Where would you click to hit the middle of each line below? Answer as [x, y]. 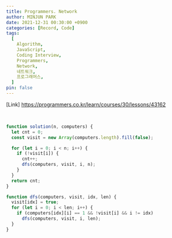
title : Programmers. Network [42, 11]
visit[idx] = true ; [35, 202]
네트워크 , [26, 72]
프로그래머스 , [30, 77]
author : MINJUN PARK [31, 17]
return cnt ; [26, 181]
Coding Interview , [39, 55]
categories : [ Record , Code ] [41, 28]
